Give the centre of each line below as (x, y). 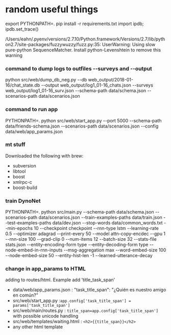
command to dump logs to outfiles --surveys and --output (79, 69)
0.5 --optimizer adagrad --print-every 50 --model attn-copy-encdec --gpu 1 (86, 234)
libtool (19, 171)
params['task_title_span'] (41, 306)
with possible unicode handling (45, 316)
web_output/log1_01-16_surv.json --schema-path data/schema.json (76, 91)
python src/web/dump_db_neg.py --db (46, 80)
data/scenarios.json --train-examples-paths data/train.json (100, 217)
